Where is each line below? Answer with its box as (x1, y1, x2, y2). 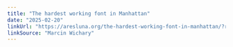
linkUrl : (7, 23, 33, 30)
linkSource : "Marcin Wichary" (7, 29, 95, 37)
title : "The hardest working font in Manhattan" (7, 10, 150, 17)
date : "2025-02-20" (7, 17, 64, 23)
